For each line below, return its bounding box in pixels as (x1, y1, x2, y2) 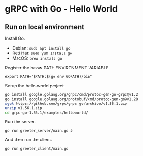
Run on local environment (5, 23, 84, 31)
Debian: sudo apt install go (12, 45, 71, 51)
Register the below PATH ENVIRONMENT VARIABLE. (5, 65, 110, 70)
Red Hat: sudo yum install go (12, 50, 72, 56)
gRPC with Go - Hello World (5, 3, 118, 15)
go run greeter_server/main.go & (5, 128, 73, 133)
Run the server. (5, 119, 36, 125)
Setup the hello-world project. (5, 83, 65, 88)
